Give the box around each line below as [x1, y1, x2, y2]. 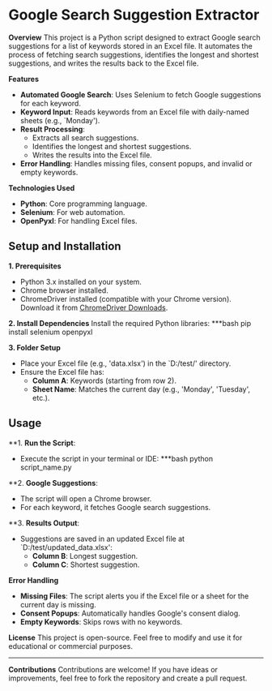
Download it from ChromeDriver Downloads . [19, 303, 168, 312]
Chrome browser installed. [19, 285, 109, 295]
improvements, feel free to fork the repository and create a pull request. [8, 673, 248, 683]
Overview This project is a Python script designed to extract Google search [8, 32, 261, 42]
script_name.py [19, 462, 72, 472]
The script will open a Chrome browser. [19, 493, 152, 504]
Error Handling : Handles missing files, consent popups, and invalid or [19, 158, 253, 168]
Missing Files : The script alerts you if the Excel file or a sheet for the [19, 590, 249, 601]
